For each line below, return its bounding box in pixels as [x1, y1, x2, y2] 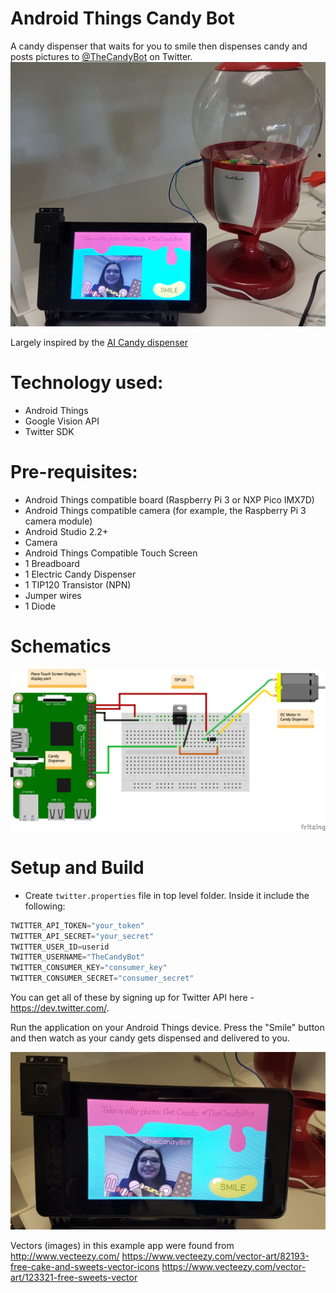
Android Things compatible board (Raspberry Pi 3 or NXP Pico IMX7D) [24, 494, 315, 506]
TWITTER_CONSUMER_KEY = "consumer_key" [10, 963, 168, 973]
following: [24, 900, 66, 912]
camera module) [24, 515, 93, 527]
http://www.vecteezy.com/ [10, 1250, 120, 1262]
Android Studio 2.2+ [24, 526, 109, 538]
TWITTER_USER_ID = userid [10, 942, 110, 952]
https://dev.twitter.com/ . [10, 1002, 110, 1014]
